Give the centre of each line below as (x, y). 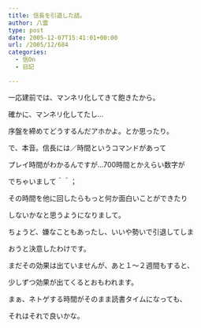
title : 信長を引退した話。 (47, 15)
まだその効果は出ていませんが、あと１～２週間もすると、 (101, 265)
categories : (28, 52)
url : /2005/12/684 (38, 45)
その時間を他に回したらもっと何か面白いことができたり (98, 198)
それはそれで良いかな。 (46, 315)
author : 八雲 (28, 23)
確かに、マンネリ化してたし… (56, 114)
